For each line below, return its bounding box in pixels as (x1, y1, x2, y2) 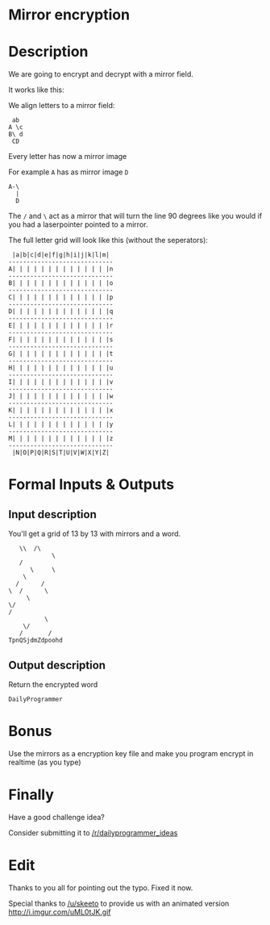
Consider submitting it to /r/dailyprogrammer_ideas (8, 827, 178, 837)
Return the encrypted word (8, 680, 98, 689)
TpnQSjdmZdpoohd (8, 636, 63, 645)
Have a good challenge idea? (8, 812, 105, 822)
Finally (8, 785, 55, 804)
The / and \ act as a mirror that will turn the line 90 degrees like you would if (8, 211, 263, 221)
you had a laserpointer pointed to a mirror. (8, 220, 148, 229)
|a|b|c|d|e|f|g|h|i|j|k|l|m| (11, 251, 110, 259)
